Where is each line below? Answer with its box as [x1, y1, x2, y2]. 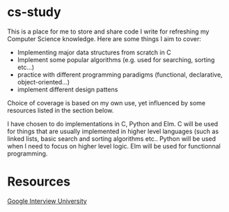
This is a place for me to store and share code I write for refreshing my [7, 27, 210, 36]
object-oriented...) [17, 77, 70, 86]
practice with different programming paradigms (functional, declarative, [17, 70, 223, 79]
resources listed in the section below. [7, 106, 114, 114]
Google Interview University [7, 197, 87, 205]
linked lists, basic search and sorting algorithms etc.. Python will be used [7, 134, 216, 143]
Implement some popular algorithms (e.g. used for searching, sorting [17, 55, 215, 63]
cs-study [7, 4, 61, 20]
